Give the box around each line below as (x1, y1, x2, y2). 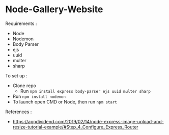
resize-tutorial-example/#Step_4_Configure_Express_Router (12, 124, 138, 130)
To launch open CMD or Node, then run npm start (12, 98, 118, 105)
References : (5, 109, 32, 115)
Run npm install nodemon (12, 93, 66, 99)
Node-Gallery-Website (5, 4, 103, 15)
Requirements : (5, 20, 37, 26)
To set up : (5, 72, 28, 78)
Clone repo (12, 83, 37, 89)
